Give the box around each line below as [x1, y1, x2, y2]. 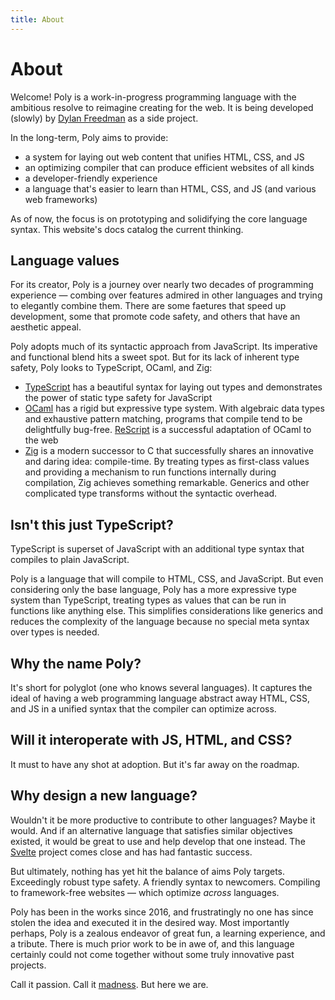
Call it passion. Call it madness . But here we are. [10, 978, 209, 990]
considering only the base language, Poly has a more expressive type [10, 584, 297, 596]
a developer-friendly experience [24, 172, 158, 184]
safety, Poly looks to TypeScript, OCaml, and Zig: [10, 362, 213, 374]
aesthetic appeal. [10, 321, 82, 333]
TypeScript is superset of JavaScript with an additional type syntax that [10, 543, 305, 555]
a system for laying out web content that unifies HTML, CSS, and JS [24, 151, 305, 163]
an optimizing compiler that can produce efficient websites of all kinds [24, 161, 315, 173]
